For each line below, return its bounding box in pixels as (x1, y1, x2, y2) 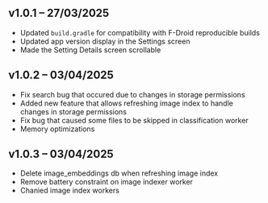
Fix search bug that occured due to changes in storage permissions (19, 89, 245, 99)
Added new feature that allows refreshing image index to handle (19, 98, 234, 108)
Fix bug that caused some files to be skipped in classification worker (19, 115, 249, 125)
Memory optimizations (19, 124, 95, 134)
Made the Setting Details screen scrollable (19, 44, 161, 55)
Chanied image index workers (19, 185, 119, 196)
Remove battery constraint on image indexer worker (19, 177, 194, 187)
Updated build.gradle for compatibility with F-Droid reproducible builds (19, 27, 261, 37)
